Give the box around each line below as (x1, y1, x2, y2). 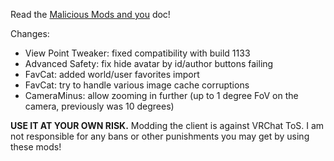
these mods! (10, 141, 62, 153)
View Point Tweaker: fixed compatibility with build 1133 (24, 47, 251, 59)
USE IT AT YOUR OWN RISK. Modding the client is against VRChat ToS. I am (10, 120, 325, 131)
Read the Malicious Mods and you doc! (10, 9, 171, 20)
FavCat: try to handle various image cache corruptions (24, 79, 250, 91)
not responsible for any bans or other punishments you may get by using (10, 130, 310, 142)
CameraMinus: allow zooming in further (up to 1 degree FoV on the (24, 90, 299, 101)
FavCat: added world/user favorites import (24, 69, 200, 80)
